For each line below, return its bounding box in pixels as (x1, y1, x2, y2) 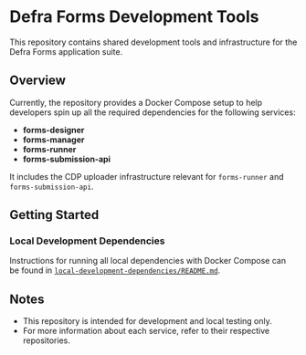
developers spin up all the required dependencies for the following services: (9, 107, 296, 118)
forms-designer (22, 124, 85, 135)
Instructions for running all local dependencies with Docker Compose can (9, 256, 286, 266)
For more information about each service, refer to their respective (22, 326, 270, 337)
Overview (9, 73, 67, 89)
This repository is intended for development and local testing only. (22, 316, 272, 327)
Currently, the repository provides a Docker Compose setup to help (9, 97, 263, 108)
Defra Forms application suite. (9, 46, 123, 57)
